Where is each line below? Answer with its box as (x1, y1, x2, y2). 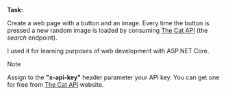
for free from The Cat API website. (7, 81, 104, 88)
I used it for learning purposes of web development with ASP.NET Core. (7, 47, 210, 55)
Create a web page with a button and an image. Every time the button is (7, 19, 210, 27)
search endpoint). (7, 33, 58, 42)
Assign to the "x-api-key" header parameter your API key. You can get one (7, 73, 220, 81)
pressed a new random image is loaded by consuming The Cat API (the (7, 27, 208, 34)
